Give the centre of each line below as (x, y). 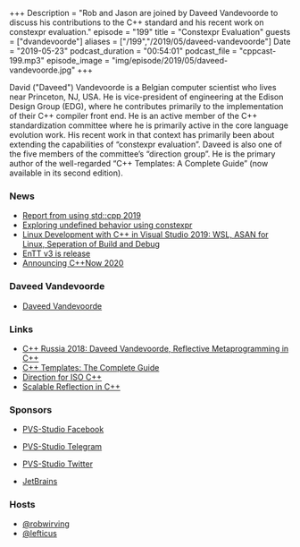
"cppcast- (258, 51)
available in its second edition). (66, 173)
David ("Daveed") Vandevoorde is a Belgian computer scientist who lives (143, 87)
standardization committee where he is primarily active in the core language (149, 125)
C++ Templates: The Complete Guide (91, 367)
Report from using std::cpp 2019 (81, 216)
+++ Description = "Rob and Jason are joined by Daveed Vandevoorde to (144, 13)
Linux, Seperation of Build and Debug (91, 244)
